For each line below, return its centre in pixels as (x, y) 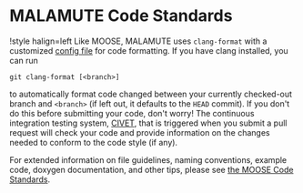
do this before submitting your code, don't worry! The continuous (132, 113)
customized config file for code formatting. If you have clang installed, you (149, 50)
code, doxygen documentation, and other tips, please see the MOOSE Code (151, 169)
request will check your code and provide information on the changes (140, 132)
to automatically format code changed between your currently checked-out (151, 94)
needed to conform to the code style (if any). (94, 142)
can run (24, 60)
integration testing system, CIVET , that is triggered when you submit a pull (148, 123)
